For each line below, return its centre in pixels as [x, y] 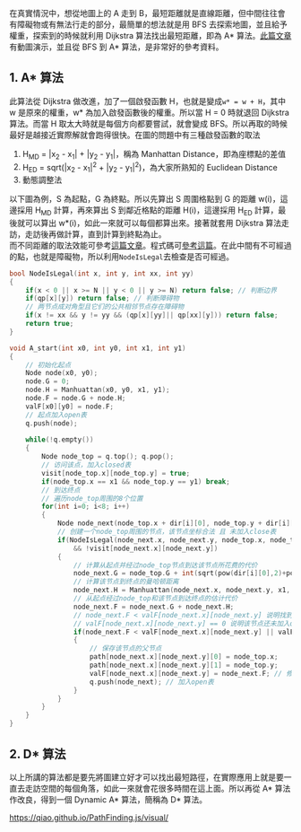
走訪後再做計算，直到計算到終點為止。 [95, 234]
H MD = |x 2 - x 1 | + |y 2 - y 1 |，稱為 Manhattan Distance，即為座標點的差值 [154, 155]
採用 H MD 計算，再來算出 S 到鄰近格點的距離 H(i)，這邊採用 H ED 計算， [147, 211]
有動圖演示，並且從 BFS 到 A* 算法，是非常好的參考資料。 [116, 47]
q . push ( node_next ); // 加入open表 [152, 682]
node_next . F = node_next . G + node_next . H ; [154, 607]
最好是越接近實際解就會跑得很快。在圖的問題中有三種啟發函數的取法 [135, 135]
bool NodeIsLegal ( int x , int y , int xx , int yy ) [102, 273]
